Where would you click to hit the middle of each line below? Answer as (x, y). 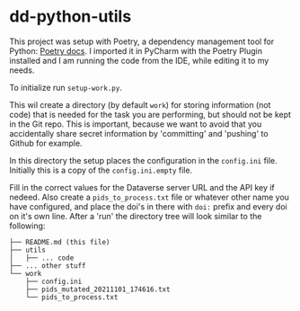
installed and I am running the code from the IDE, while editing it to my (139, 60)
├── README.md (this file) (60, 242)
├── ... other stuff (48, 266)
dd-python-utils (71, 17)
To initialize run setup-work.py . (66, 87)
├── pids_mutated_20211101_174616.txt (98, 289)
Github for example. (46, 143)
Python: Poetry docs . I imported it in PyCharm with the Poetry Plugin (136, 50)
